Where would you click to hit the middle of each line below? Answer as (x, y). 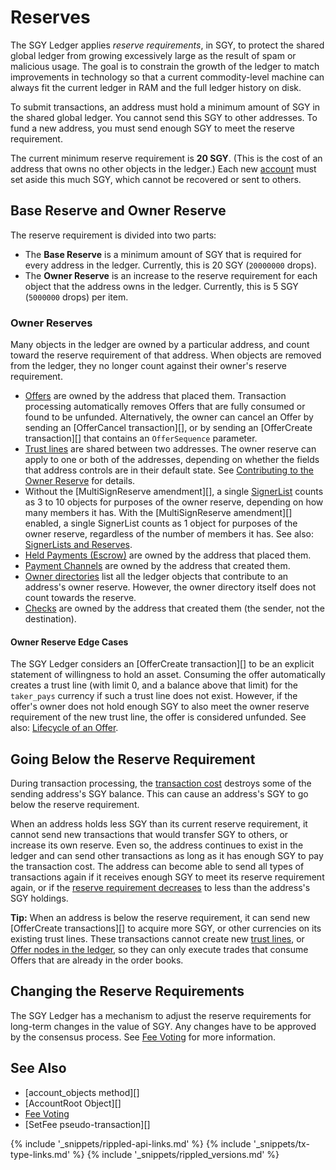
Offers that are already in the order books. (97, 960)
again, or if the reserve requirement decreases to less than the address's (160, 888)
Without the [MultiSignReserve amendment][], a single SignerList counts (174, 492)
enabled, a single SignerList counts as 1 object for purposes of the (161, 523)
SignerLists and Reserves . (78, 545)
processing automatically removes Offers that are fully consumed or (165, 407)
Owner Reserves (51, 323)
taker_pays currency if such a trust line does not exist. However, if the (154, 696)
